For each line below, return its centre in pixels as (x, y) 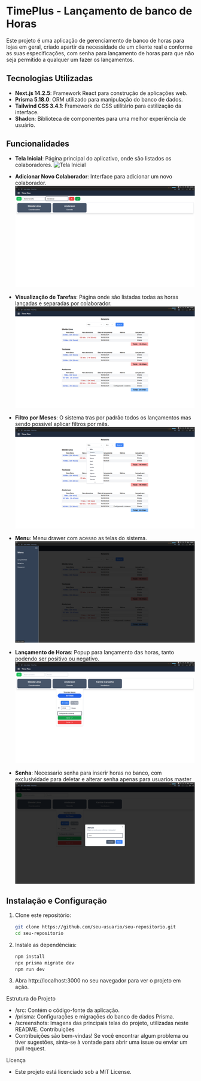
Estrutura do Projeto (31, 999)
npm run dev (30, 969)
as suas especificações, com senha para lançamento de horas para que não (100, 53)
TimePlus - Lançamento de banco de (99, 11)
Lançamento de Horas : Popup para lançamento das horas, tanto (95, 652)
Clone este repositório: (43, 915)
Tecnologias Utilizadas (50, 78)
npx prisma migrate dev (45, 963)
